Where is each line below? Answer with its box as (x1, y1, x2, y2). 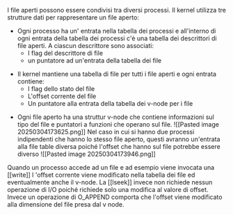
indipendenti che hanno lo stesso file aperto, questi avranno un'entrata (17, 135, 220, 143)
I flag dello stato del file (27, 85, 95, 93)
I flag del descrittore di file (27, 49, 103, 57)
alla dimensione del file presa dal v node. (7, 200, 124, 208)
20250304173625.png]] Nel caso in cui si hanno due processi (17, 128, 195, 136)
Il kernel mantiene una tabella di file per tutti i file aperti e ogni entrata (17, 70, 217, 78)
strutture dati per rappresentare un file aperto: (7, 13, 139, 22)
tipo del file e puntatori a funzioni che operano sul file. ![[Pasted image (17, 120, 219, 128)
